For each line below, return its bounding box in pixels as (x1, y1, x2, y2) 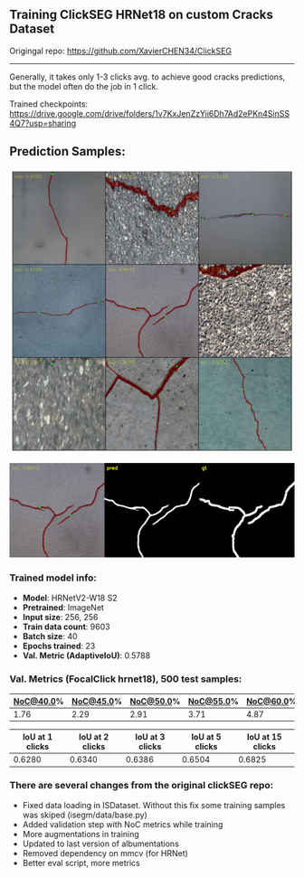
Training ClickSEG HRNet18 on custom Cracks (9, 7, 274, 23)
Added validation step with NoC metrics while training (22, 818, 223, 830)
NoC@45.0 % (71, 695, 122, 706)
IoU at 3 (135, 731, 166, 742)
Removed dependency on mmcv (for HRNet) (22, 847, 188, 858)
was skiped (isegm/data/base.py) (22, 809, 147, 820)
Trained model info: (9, 571, 98, 584)
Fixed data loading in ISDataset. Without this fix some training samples (22, 799, 286, 810)
